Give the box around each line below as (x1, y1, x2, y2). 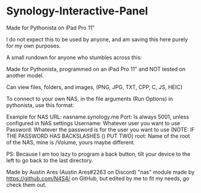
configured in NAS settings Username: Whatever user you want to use (6, 119, 181, 127)
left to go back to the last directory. (6, 156, 93, 164)
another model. (6, 72, 44, 79)
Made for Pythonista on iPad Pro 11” (6, 24, 95, 31)
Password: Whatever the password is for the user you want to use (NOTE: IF (6, 126, 195, 133)
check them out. (6, 181, 47, 188)
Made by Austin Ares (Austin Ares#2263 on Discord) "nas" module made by (6, 168, 195, 176)
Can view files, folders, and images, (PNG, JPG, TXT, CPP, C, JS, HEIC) (6, 83, 183, 91)
